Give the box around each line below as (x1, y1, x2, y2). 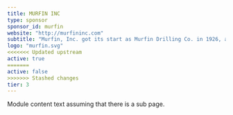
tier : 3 (7, 81, 30, 88)
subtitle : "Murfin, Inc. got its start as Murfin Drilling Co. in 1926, (7, 36, 222, 43)
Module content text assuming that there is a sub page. (7, 100, 165, 108)
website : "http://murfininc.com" (7, 29, 104, 37)
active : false (7, 68, 49, 75)
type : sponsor (7, 17, 49, 24)
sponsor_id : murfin (7, 23, 64, 30)
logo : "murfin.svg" (7, 42, 64, 49)
